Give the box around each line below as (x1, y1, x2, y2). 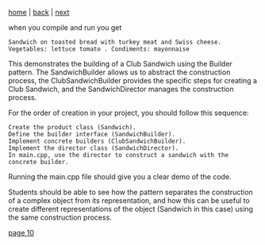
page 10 (8, 228, 34, 237)
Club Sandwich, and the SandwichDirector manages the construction (8, 84, 234, 94)
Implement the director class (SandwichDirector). (8, 144, 179, 152)
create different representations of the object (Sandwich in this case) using (8, 205, 254, 213)
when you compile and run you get (8, 23, 122, 32)
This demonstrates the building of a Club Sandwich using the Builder (8, 59, 232, 68)
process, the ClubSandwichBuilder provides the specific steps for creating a (8, 76, 258, 85)
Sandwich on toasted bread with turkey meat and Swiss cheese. (8, 38, 222, 46)
